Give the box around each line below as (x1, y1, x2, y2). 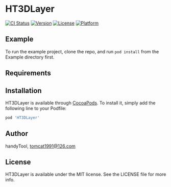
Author (5, 129, 28, 138)
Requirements (5, 69, 51, 77)
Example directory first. (5, 54, 55, 60)
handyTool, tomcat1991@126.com (5, 143, 76, 149)
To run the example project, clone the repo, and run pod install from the (5, 48, 159, 54)
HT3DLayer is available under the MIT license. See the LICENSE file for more (5, 171, 166, 177)
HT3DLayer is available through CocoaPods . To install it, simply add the (5, 99, 156, 106)
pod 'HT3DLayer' (5, 115, 40, 120)
